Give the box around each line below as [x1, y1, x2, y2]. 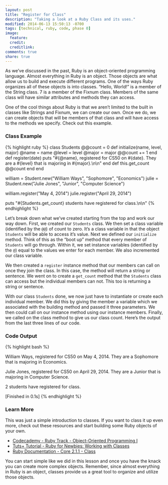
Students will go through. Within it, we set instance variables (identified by [5, 241, 158, 248]
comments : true [5, 49, 37, 54]
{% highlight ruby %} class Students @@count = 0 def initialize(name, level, [5, 144, 162, 150]
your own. [5, 428, 26, 434]
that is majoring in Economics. [5, 358, 68, 365]
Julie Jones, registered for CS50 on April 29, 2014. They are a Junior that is [5, 369, 161, 375]
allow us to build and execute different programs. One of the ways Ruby [5, 78, 153, 84]
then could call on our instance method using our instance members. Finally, [5, 309, 163, 315]
